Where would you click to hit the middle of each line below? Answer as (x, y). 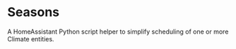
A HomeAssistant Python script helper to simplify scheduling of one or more (118, 31)
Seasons (34, 12)
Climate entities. (31, 38)
